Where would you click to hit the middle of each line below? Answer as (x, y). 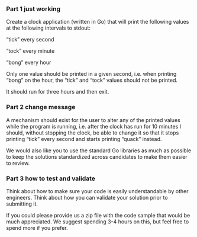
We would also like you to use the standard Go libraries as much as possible (98, 150)
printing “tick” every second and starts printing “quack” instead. (84, 139)
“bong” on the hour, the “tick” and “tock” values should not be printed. (92, 80)
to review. (18, 163)
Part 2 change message (41, 107)
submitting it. (22, 204)
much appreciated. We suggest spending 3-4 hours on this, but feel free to (98, 222)
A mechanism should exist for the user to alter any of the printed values (93, 120)
